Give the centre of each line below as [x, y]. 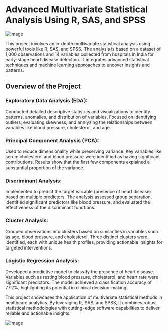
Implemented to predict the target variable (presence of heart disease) [78, 192]
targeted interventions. [29, 247]
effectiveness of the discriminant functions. [50, 208]
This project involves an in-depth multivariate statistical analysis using [78, 43]
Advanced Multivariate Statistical [77, 9]
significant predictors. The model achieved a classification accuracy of [79, 282]
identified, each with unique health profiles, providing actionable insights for [84, 242]
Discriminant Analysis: [33, 181]
